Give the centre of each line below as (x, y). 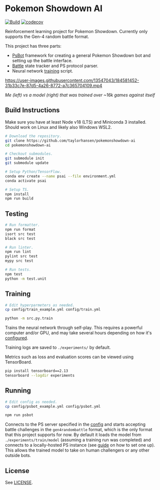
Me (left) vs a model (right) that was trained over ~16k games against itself (80, 95)
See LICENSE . (19, 483)
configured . (16, 338)
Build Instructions (32, 110)
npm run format (20, 229)
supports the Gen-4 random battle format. (47, 36)
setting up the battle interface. (42, 60)
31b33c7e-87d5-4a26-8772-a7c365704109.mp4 (54, 85)
